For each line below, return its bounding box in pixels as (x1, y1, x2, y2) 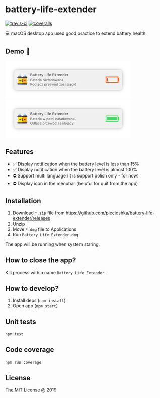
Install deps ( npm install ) (12, 297, 66, 303)
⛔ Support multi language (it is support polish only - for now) (12, 172, 139, 179)
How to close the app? (5, 256, 76, 264)
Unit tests (5, 318, 36, 326)
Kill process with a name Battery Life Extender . (5, 270, 106, 276)
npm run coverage (5, 360, 42, 365)
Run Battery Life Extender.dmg (12, 232, 79, 238)
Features (5, 148, 34, 156)
